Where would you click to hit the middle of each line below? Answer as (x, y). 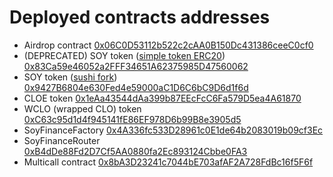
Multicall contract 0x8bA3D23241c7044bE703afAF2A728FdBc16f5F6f (168, 162)
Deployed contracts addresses (140, 17)
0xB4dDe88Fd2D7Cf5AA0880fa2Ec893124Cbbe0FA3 (135, 151)
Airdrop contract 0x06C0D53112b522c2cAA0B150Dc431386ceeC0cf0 (168, 45)
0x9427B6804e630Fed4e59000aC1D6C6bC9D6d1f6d (136, 87)
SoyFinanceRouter (62, 140)
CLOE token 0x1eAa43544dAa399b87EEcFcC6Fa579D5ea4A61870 (162, 98)
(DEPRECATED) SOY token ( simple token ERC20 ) (124, 55)
